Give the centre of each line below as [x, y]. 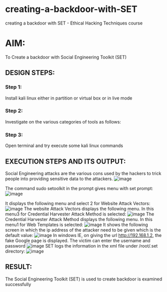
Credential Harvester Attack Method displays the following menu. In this [79, 219]
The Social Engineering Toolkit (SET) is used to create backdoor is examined [84, 279]
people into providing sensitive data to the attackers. [59, 178]
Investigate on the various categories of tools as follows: [63, 121]
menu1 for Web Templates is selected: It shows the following [77, 224]
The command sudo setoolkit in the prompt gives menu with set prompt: [79, 188]
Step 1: [13, 87]
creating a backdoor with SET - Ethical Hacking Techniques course [74, 23]
